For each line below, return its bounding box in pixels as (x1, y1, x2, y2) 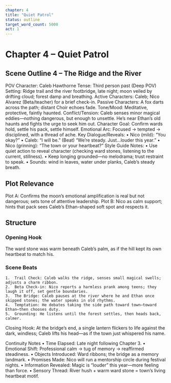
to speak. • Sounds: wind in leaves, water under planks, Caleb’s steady (5, 159, 155, 165)
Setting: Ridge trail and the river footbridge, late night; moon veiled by (5, 88, 153, 94)
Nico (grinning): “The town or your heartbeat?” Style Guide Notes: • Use (5, 143, 158, 149)
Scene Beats (5, 264, 37, 271)
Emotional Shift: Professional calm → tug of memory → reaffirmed (5, 346, 144, 352)
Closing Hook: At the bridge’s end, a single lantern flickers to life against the (5, 325, 165, 331)
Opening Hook (5, 234, 42, 241)
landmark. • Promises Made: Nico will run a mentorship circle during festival (5, 356, 166, 362)
